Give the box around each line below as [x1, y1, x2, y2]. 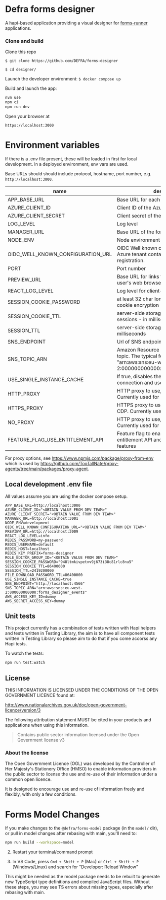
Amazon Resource [117, 346, 160, 353]
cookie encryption [117, 301, 159, 308]
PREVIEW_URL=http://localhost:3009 [5, 529, 79, 534]
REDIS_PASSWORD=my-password [5, 538, 63, 543]
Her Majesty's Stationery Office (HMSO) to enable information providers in [5, 766, 157, 772]
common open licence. [5, 776, 52, 782]
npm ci [5, 100, 19, 105]
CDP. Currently [117, 408, 152, 415]
